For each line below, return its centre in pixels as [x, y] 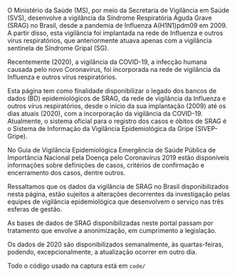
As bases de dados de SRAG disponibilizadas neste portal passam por [110, 223]
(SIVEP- [206, 129]
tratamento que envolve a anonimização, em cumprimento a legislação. [112, 230]
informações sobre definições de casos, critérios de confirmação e [106, 165]
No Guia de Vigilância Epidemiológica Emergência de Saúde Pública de [111, 150]
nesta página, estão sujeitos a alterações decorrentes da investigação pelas [119, 194]
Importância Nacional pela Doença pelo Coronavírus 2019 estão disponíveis [118, 157]
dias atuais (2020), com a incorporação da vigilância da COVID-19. [105, 114]
